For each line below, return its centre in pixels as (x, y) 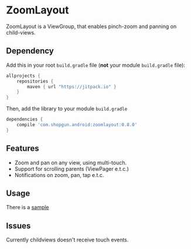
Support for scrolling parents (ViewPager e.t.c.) (71, 169)
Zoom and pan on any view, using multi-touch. (71, 162)
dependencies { (25, 120)
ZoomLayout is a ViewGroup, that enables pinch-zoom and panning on (91, 26)
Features (23, 149)
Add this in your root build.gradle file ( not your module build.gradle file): (96, 65)
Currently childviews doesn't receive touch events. (67, 240)
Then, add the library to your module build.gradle (67, 109)
